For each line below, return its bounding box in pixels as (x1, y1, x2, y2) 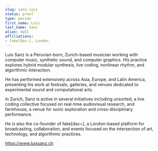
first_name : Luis (5, 20, 40, 26)
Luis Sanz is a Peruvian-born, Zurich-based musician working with (5, 52, 138, 57)
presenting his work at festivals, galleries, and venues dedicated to (5, 82, 139, 87)
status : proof (5, 12, 34, 16)
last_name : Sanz (5, 25, 38, 30)
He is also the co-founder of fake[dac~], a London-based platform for (5, 121, 144, 126)
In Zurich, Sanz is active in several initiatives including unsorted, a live (5, 96, 144, 102)
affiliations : (5, 34, 34, 39)
